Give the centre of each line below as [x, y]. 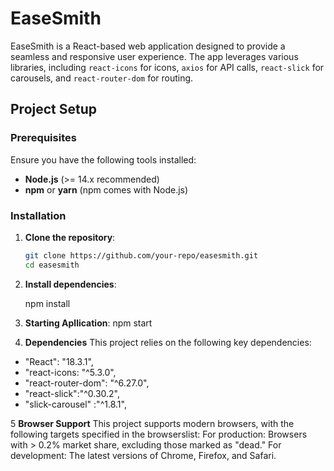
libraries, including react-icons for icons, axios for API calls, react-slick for [167, 67]
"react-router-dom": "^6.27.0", [87, 383]
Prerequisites [43, 138]
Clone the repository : [70, 237]
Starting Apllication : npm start [88, 323]
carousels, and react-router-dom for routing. [102, 78]
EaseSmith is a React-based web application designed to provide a [148, 46]
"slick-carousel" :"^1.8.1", [75, 404]
